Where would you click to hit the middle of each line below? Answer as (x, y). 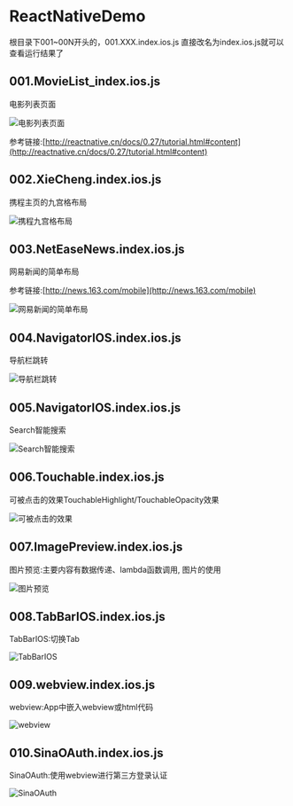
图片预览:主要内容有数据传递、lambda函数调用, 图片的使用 (115, 569)
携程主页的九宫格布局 (48, 202)
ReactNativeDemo (77, 16)
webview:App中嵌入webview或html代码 (81, 708)
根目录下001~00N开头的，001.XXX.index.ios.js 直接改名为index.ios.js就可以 (147, 42)
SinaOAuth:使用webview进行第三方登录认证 (89, 775)
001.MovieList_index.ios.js (85, 82)
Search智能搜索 (38, 430)
